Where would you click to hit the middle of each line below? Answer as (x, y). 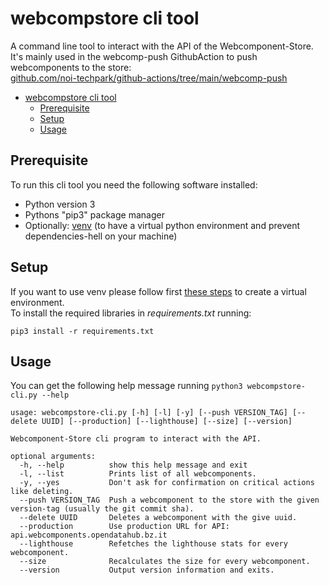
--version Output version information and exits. (147, 570)
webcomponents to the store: (71, 67)
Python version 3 (60, 204)
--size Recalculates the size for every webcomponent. (165, 562)
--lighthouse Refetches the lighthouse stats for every (153, 544)
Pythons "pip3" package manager (94, 214)
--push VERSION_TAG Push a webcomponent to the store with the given (169, 500)
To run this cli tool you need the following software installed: (134, 184)
